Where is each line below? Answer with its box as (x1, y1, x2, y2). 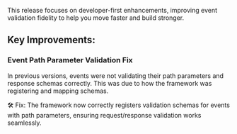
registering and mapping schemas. (7, 86, 109, 95)
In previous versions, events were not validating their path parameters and (7, 71, 224, 80)
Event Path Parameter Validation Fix (7, 55, 133, 65)
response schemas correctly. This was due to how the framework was (7, 79, 212, 87)
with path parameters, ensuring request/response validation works (7, 111, 202, 119)
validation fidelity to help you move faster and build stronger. (7, 13, 185, 22)
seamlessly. (7, 118, 42, 127)
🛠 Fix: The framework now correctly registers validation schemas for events (7, 101, 230, 109)
